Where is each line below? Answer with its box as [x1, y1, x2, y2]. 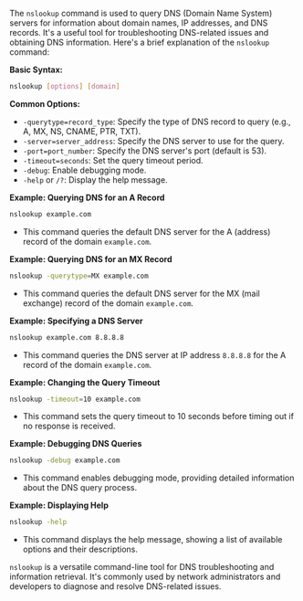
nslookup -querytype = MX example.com [9, 271, 149, 280]
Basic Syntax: [9, 64, 64, 75]
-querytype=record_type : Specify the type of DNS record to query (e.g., [22, 116, 291, 127]
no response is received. [22, 420, 116, 432]
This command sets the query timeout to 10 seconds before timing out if [22, 411, 295, 422]
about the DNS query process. [22, 482, 138, 493]
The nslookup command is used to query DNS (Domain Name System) [9, 8, 273, 18]
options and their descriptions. [22, 543, 139, 555]
